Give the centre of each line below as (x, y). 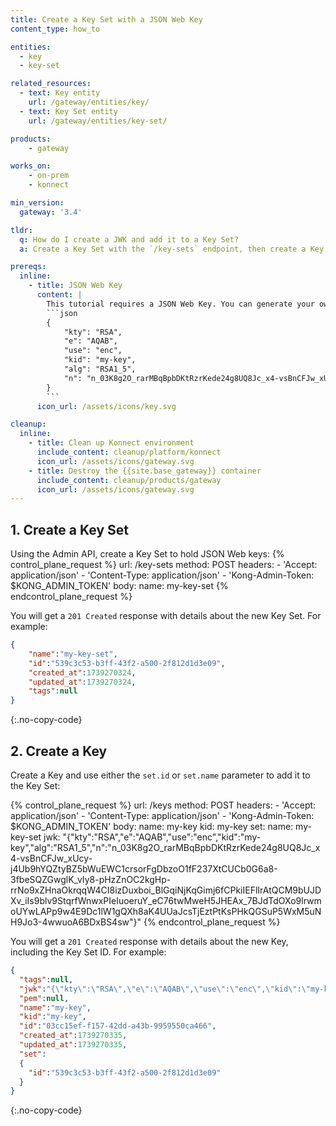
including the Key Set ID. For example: (88, 952)
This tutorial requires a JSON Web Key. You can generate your (180, 304)
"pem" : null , (44, 998)
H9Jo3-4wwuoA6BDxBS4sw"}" (76, 922)
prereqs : (28, 267)
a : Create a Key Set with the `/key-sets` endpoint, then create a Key (172, 249)
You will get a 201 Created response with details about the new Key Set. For (166, 616)
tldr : (21, 230)
